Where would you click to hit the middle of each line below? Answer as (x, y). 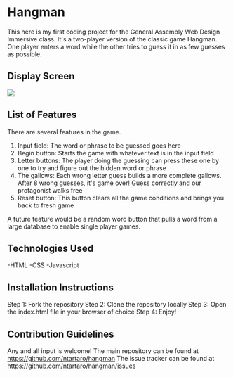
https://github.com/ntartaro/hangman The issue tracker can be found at (111, 358)
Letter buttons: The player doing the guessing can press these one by (118, 160)
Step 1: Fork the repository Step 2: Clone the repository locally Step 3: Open (117, 305)
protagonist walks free (50, 190)
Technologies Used (50, 248)
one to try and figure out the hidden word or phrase (92, 168)
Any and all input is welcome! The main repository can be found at (103, 351)
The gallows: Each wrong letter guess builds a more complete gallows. (119, 175)
